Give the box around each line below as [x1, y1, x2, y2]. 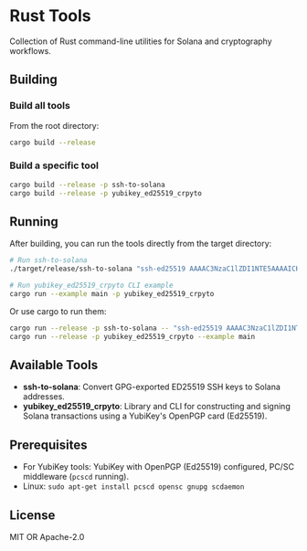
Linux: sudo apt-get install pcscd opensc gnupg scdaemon [22, 481, 245, 492]
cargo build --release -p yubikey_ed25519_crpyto [9, 188, 203, 197]
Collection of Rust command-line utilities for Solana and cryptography [9, 36, 272, 47]
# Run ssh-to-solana [9, 256, 89, 265]
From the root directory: [9, 120, 100, 131]
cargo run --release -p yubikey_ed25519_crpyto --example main [9, 332, 256, 341]
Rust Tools [9, 5, 91, 26]
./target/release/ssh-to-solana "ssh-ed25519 [9, 264, 185, 274]
